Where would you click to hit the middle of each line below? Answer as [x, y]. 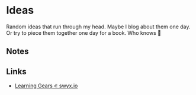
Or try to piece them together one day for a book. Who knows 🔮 [84, 32]
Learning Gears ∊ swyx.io [46, 86]
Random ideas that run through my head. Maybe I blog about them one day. [98, 27]
